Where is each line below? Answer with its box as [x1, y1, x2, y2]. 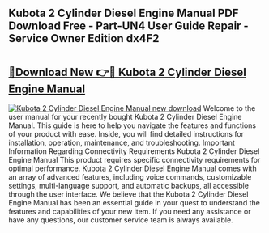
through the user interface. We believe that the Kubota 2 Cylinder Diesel [8, 189, 249, 199]
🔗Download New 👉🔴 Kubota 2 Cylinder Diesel [8, 65, 247, 79]
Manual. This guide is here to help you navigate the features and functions [8, 121, 257, 130]
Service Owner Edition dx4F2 [8, 32, 160, 45]
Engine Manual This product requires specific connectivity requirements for [8, 155, 261, 164]
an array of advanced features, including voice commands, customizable [8, 172, 252, 181]
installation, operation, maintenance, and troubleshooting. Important [8, 138, 235, 147]
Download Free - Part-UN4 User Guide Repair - [8, 19, 249, 33]
